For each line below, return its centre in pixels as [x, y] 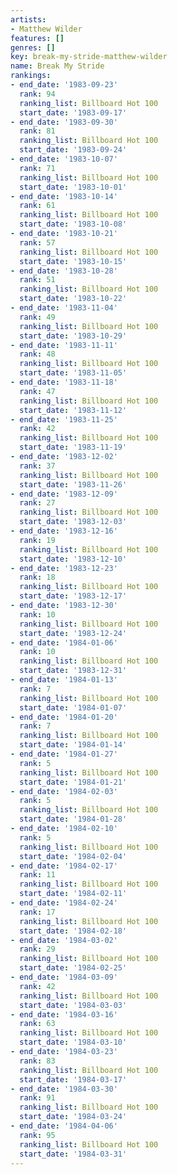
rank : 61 [37, 206]
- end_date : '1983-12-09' [64, 494]
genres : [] [33, 47]
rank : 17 [37, 912]
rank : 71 [37, 168]
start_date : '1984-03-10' [73, 1042]
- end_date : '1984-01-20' [64, 717]
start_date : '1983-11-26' [73, 484]
